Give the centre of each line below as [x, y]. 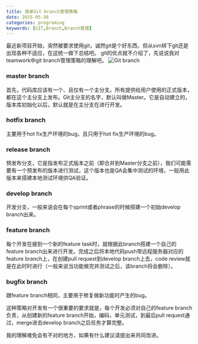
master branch [27, 76]
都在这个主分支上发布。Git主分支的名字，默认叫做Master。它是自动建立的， [98, 97]
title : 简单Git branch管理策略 [42, 12]
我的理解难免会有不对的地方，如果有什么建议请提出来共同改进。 [84, 335]
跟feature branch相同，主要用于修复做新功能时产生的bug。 [78, 296]
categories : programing [35, 22]
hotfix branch [26, 120]
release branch [28, 150]
